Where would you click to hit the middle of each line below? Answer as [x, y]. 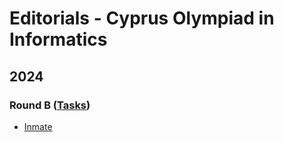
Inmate [38, 126]
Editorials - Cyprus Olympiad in [142, 18]
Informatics [58, 39]
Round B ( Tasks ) [50, 105]
